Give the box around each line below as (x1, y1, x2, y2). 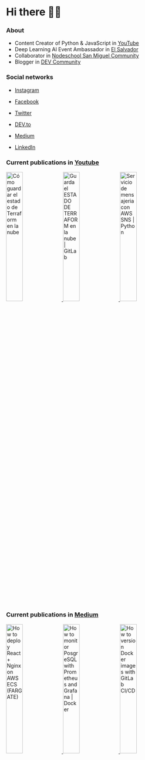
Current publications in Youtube (6, 158, 99, 167)
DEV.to (14, 121, 31, 128)
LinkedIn (14, 144, 36, 151)
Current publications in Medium (6, 610, 99, 619)
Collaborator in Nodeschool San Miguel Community (14, 52, 139, 59)
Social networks (6, 73, 54, 81)
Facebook (14, 98, 39, 105)
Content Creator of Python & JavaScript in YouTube (14, 39, 139, 47)
